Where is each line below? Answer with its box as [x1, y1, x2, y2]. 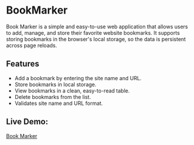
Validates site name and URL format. [14, 100, 103, 107]
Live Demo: [6, 117, 48, 127]
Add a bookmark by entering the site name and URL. [14, 74, 142, 81]
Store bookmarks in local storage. [14, 81, 97, 88]
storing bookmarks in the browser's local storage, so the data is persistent [6, 35, 186, 42]
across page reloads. [6, 42, 58, 49]
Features [6, 59, 39, 69]
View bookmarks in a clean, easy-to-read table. [14, 87, 130, 94]
